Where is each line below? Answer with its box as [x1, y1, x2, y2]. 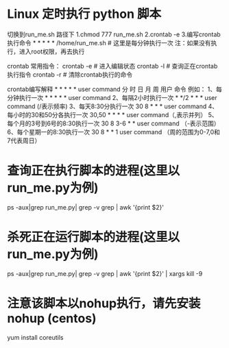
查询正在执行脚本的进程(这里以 [7, 163, 180, 179]
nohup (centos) [7, 311, 97, 326]
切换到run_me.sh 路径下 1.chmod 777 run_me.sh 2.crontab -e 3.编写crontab [7, 30, 221, 38]
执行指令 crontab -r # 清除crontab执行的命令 [7, 70, 132, 79]
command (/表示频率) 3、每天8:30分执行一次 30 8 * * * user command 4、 [7, 102, 219, 110]
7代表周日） [7, 136, 41, 145]
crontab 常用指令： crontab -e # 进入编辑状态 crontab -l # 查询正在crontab [7, 62, 218, 70]
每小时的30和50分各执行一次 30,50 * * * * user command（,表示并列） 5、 [7, 110, 218, 119]
